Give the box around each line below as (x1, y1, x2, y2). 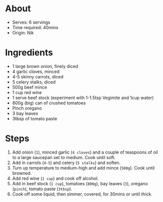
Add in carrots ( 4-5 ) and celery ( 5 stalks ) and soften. (12, 160, 121, 166)
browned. (12, 170, 32, 176)
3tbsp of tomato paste (12, 115, 57, 121)
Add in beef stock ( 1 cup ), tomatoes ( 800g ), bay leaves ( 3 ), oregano (12, 180, 148, 186)
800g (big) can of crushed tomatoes (12, 100, 86, 106)
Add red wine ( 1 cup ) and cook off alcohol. (12, 175, 99, 181)
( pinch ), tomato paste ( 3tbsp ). (12, 186, 73, 192)
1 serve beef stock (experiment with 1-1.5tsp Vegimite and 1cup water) (12, 95, 154, 101)
